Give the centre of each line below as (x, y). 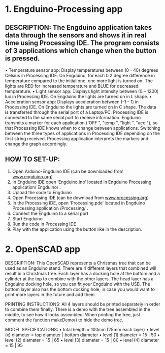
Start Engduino (27, 218)
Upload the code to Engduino (42, 192)
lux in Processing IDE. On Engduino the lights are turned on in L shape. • (79, 97)
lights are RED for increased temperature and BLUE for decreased (72, 86)
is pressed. (23, 58)
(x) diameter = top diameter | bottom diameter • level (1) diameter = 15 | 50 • (82, 335)
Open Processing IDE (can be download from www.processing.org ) (81, 198)
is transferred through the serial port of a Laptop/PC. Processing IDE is (77, 112)
